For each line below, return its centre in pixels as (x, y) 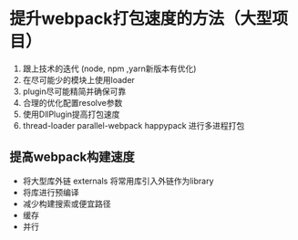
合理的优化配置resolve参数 (72, 102)
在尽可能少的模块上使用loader (78, 79)
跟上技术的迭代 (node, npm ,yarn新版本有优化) (109, 68)
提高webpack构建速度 (72, 157)
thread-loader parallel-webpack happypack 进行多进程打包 (134, 125)
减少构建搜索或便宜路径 (67, 203)
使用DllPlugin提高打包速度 (71, 114)
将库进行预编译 (51, 192)
